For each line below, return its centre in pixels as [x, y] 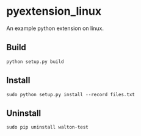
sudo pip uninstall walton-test [47, 127]
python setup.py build [35, 62]
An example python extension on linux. [55, 28]
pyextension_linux [54, 11]
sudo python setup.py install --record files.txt [71, 94]
